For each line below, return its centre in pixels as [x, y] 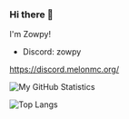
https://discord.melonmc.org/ [64, 69]
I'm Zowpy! [30, 35]
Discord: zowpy [52, 52]
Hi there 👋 [32, 15]
